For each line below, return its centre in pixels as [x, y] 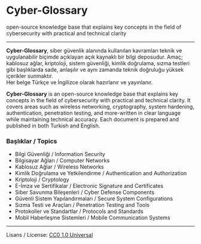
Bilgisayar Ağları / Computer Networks [62, 161]
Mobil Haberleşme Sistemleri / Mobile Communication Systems [92, 218]
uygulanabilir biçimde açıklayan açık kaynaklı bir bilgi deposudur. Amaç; [95, 57]
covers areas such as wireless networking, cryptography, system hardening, [100, 106]
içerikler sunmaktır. [30, 76]
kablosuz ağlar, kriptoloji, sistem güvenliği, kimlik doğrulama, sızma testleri [98, 63]
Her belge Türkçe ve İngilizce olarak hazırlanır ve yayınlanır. [80, 82]
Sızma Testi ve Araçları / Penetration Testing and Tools [82, 205]
